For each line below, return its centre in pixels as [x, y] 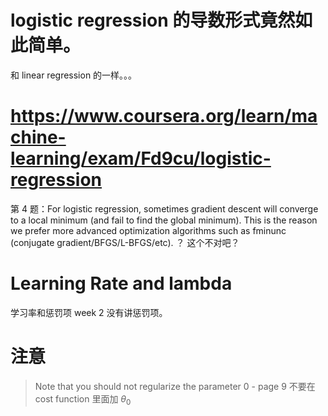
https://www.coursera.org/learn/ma [164, 116]
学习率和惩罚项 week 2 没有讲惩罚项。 [89, 312]
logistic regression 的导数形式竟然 [153, 20]
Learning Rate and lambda [121, 283]
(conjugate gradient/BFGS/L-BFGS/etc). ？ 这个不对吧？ [125, 242]
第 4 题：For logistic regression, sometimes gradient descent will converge [164, 208]
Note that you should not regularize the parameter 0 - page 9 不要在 [175, 386]
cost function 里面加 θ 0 [83, 399]
